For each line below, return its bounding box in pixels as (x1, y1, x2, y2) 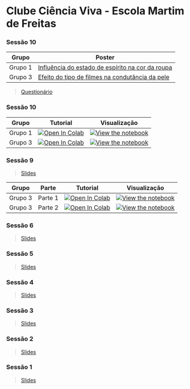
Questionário (20, 88, 53, 96)
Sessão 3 (6, 306, 34, 315)
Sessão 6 (6, 221, 34, 230)
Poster (95, 54, 115, 62)
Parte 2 (38, 203, 59, 212)
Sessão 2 (6, 335, 34, 343)
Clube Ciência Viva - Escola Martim (6, 4, 185, 18)
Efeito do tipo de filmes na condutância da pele (38, 73, 170, 81)
